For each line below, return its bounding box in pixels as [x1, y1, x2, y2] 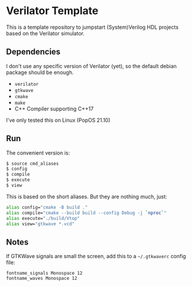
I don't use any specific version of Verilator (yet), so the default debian [6, 62, 177, 69]
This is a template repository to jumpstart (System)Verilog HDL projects [6, 24, 179, 31]
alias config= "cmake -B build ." [6, 204, 88, 210]
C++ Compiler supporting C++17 [14, 105, 94, 112]
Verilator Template [6, 4, 99, 18]
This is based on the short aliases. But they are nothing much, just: [6, 193, 167, 200]
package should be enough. [6, 69, 74, 76]
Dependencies [6, 47, 60, 57]
